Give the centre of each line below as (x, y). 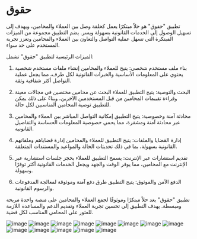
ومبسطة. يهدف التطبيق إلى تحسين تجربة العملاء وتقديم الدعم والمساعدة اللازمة (94, 206)
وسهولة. (24, 170)
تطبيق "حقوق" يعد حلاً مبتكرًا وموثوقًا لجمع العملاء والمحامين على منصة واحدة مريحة (98, 199)
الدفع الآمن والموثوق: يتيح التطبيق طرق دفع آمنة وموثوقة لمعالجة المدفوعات (98, 182)
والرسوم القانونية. (34, 188)
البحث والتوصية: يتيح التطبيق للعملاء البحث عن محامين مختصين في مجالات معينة (103, 92)
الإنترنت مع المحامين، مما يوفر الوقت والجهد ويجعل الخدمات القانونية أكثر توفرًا (101, 164)
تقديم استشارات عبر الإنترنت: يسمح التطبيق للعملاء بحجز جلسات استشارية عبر (101, 157)
